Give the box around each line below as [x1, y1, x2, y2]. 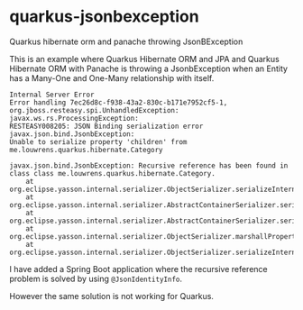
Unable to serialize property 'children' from [9, 137, 188, 146]
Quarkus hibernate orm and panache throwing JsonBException [9, 36, 243, 47]
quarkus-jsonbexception [9, 6, 200, 27]
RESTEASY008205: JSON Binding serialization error [9, 122, 204, 131]
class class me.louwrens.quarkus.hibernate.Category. [9, 169, 216, 178]
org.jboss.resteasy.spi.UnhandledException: [9, 105, 179, 114]
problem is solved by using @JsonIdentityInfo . [9, 273, 183, 284]
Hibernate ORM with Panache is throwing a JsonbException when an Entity [9, 63, 289, 74]
